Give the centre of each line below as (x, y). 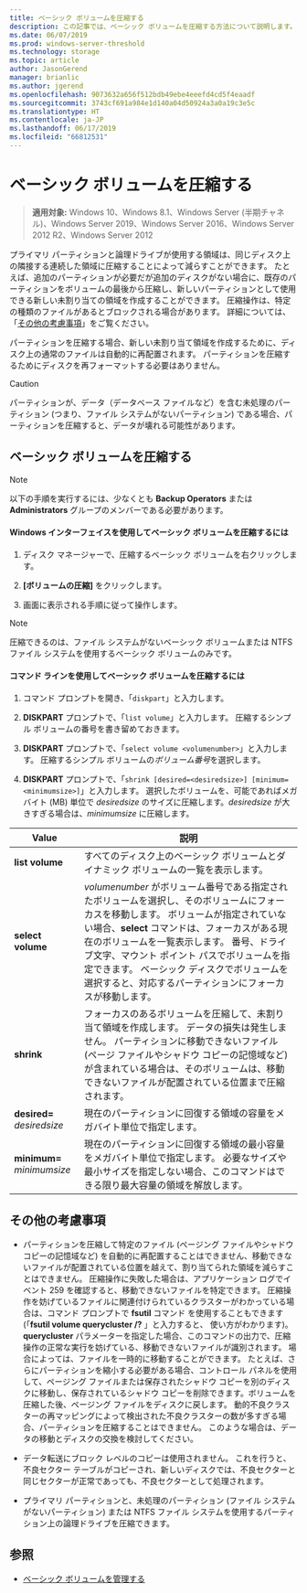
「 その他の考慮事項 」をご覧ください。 (81, 323)
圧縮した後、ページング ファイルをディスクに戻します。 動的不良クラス (156, 1404)
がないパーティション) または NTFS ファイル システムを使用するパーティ (159, 1512)
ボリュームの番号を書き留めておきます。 (109, 729)
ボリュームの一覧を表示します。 (200, 870)
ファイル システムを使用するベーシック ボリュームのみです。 (123, 653)
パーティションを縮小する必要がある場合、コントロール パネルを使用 (168, 1370)
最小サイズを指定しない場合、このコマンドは (180, 1171)
